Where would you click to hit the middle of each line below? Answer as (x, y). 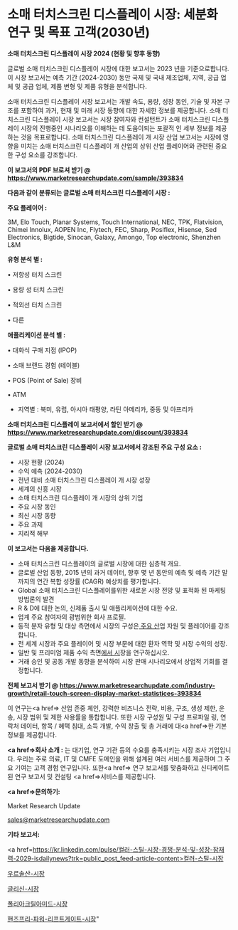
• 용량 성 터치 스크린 (36, 290)
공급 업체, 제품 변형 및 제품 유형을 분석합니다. (85, 86)
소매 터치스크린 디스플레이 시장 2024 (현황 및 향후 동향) (84, 53)
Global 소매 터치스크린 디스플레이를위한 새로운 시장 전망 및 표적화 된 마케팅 (121, 590)
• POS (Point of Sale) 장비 (45, 380)
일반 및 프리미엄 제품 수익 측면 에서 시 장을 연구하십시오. (93, 652)
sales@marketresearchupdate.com (59, 820)
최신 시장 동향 (37, 515)
